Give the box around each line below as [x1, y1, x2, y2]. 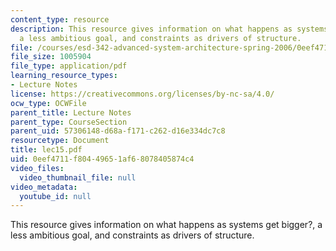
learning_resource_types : [10, 71, 118, 81]
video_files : [10, 163, 65, 173]
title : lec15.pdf [10, 145, 83, 155]
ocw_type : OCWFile [10, 98, 87, 108]
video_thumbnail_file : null [19, 172, 137, 183]
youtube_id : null [19, 191, 92, 201]
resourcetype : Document [10, 136, 110, 146]
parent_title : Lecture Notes [10, 107, 132, 118]
